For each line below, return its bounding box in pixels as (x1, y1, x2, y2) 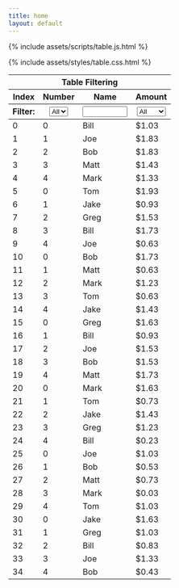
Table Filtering (61, 76, 119, 87)
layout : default (8, 19, 63, 27)
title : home (8, 11, 48, 20)
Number (43, 90, 75, 102)
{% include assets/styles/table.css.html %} (8, 57, 152, 67)
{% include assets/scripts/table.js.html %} (8, 41, 148, 51)
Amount (135, 90, 168, 102)
